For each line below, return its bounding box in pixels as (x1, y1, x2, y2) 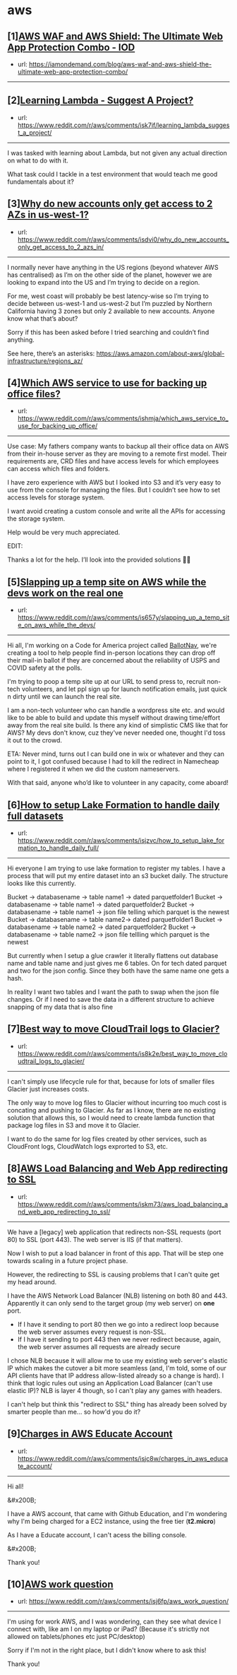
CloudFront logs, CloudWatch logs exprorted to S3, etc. (7, 1142, 168, 1150)
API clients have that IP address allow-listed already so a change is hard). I (7, 1371, 224, 1380)
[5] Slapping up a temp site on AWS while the (7, 576, 207, 588)
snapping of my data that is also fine (7, 1002, 114, 1012)
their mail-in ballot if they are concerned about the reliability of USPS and (7, 656, 220, 665)
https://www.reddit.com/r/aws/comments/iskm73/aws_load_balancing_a (17, 1200, 229, 1208)
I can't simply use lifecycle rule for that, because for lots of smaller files (7, 1077, 215, 1086)
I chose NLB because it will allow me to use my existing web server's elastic (7, 1356, 228, 1365)
